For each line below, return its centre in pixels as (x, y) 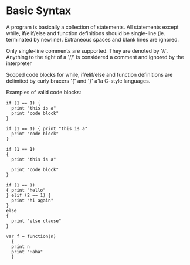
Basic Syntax (39, 11)
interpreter (19, 63)
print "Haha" (27, 252)
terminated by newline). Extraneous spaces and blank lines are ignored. (93, 39)
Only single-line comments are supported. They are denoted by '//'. (87, 50)
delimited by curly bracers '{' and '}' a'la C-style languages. (78, 81)
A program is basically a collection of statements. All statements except (92, 27)
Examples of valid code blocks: (44, 92)
